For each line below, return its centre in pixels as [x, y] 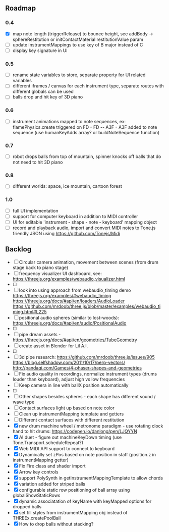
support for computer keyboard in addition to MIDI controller [75, 216]
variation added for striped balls [52, 484]
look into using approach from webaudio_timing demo [75, 290]
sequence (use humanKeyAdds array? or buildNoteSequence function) [86, 132]
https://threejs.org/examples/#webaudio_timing [62, 295]
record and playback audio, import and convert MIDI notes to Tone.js [84, 228]
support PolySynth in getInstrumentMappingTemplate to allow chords [91, 478]
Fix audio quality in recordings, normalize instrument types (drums [88, 374]
